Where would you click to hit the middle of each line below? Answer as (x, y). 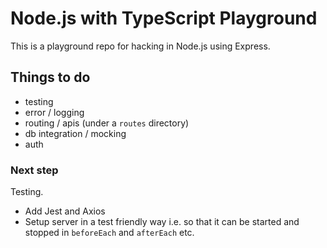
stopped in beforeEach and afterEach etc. (109, 233)
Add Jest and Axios (65, 211)
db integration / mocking (75, 133)
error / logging (54, 112)
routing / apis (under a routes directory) (107, 123)
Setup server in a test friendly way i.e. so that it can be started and (162, 222)
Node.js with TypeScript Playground (164, 18)
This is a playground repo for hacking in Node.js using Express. (140, 46)
